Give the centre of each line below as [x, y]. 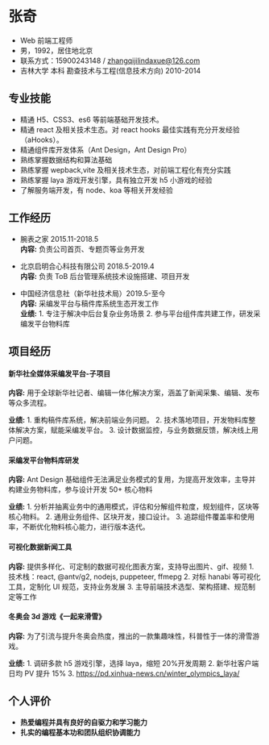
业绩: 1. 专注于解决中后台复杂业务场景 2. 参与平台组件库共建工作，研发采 [140, 313]
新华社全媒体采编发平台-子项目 [60, 373]
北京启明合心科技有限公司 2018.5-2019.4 [87, 266]
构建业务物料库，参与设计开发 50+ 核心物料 [81, 489]
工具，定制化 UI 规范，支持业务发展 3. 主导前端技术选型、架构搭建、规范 [128, 586]
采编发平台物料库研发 [43, 460]
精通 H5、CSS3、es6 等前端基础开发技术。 [91, 119]
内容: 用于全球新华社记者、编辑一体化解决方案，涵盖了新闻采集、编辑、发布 [134, 393]
